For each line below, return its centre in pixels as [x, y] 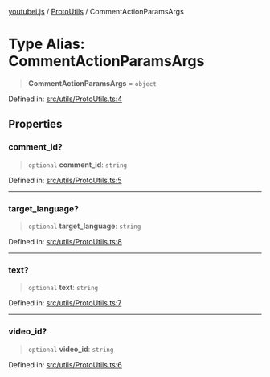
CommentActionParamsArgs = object [92, 83]
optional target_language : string [84, 226]
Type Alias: [47, 44]
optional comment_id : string [78, 165]
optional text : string [63, 288]
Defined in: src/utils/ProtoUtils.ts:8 [65, 241]
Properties [35, 124]
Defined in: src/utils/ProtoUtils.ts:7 [65, 303]
